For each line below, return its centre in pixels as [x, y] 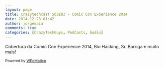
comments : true [21, 28]
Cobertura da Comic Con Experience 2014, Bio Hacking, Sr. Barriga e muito [82, 47]
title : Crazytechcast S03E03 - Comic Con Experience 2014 [66, 14]
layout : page [19, 10]
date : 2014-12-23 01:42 [30, 19]
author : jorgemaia [24, 23]
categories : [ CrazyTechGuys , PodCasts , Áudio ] [54, 33]
